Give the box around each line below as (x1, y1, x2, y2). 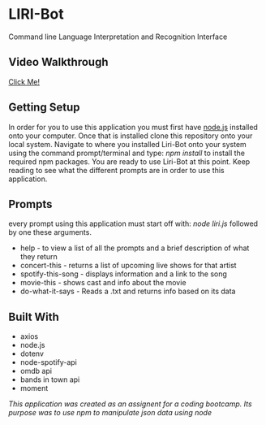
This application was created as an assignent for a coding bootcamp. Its (8, 399, 253, 409)
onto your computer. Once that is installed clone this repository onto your (8, 131, 253, 141)
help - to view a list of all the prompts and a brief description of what (19, 243, 250, 253)
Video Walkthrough (8, 55, 109, 69)
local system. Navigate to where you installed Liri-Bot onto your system (8, 139, 247, 149)
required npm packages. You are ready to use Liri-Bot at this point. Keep (8, 156, 251, 167)
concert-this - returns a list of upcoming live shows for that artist (19, 261, 237, 271)
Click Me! (8, 76, 41, 86)
